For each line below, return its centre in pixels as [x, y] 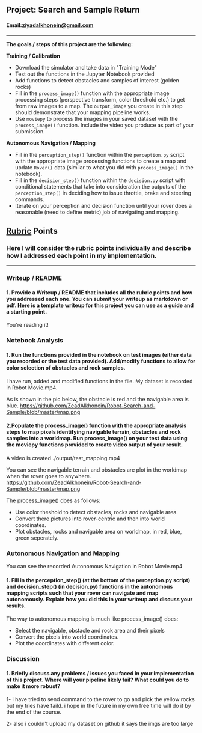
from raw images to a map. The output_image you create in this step [99, 106]
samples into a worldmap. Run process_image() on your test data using [97, 439]
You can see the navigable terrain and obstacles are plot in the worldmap [97, 470]
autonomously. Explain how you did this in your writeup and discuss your [99, 599]
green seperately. [37, 538]
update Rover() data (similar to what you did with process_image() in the [104, 167]
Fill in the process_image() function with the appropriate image [92, 93]
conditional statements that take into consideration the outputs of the [100, 186]
